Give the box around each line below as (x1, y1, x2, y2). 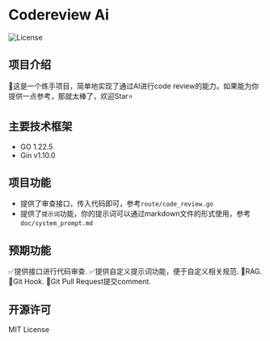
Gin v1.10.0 (19, 150, 56, 160)
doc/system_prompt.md (19, 220, 93, 228)
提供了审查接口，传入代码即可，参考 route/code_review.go (19, 198, 213, 208)
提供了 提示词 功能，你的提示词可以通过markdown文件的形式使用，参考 (19, 209, 251, 219)
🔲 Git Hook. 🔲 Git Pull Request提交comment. (8, 277, 151, 287)
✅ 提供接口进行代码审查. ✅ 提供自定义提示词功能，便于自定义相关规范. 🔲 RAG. (8, 266, 263, 276)
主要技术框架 (8, 120, 73, 134)
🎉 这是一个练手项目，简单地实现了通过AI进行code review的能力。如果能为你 (8, 81, 259, 91)
